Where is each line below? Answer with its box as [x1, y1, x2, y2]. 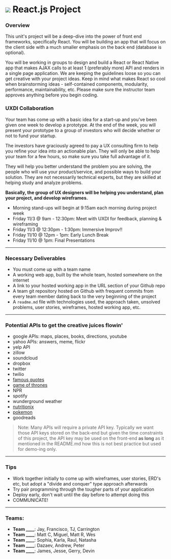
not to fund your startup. [5, 133, 57, 139]
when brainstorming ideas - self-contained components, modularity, [5, 81, 149, 87]
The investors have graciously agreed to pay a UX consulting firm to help [5, 142, 159, 148]
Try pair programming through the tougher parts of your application [12, 486, 154, 492]
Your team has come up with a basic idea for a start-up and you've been [5, 116, 157, 122]
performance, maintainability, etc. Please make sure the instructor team [5, 87, 155, 93]
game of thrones [12, 382, 48, 388]
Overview [5, 22, 30, 29]
